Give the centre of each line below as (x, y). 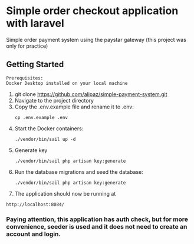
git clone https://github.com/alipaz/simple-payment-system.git (91, 94)
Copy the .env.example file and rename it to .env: (74, 107)
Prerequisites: (25, 78)
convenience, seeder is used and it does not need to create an (97, 226)
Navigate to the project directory (54, 100)
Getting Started (35, 65)
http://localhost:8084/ (35, 205)
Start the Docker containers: (49, 128)
